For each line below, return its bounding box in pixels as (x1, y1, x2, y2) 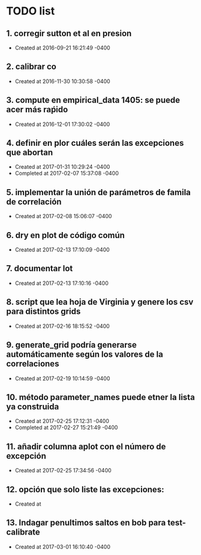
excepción (6, 451, 46, 461)
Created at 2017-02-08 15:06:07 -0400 (14, 213, 112, 220)
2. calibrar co (6, 61, 57, 72)
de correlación (6, 196, 62, 207)
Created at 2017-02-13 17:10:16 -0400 (14, 279, 109, 287)
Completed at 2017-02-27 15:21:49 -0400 (14, 424, 118, 431)
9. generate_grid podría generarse (6, 340, 137, 350)
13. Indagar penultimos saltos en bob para (6, 518, 166, 528)
